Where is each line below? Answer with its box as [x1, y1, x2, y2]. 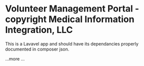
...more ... [5, 55, 25, 61]
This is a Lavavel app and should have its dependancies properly [5, 40, 139, 46]
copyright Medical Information [5, 13, 134, 25]
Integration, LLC [5, 24, 73, 35]
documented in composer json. [5, 46, 69, 52]
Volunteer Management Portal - [5, 3, 139, 14]
